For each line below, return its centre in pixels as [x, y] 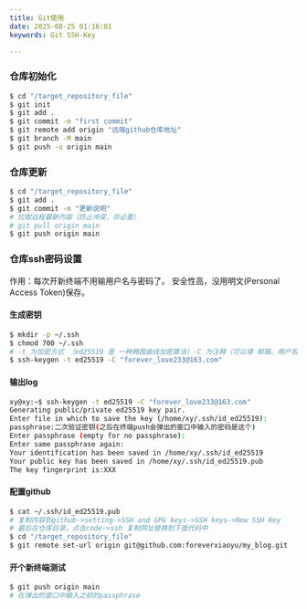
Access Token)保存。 [49, 292]
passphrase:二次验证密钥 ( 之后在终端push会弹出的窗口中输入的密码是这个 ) [132, 427]
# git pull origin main [55, 226]
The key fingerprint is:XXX [63, 470]
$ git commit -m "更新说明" [60, 208]
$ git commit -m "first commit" [71, 121]
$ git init [30, 105]
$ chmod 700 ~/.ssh [47, 343]
